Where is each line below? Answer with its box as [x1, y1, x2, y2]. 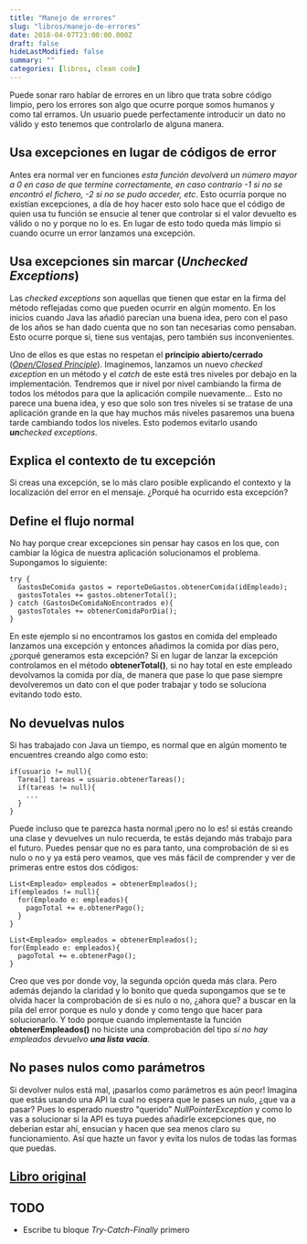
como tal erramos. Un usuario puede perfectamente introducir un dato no [9, 109, 286, 120]
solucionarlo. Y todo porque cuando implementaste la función [9, 1014, 242, 1025]
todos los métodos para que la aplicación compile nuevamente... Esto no [9, 387, 283, 398]
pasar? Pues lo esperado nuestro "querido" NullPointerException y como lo [9, 1103, 292, 1114]
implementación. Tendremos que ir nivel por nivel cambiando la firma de [9, 378, 281, 389]
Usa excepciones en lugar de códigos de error [9, 145, 277, 161]
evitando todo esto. [9, 689, 82, 700]
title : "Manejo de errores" [9, 13, 117, 23]
